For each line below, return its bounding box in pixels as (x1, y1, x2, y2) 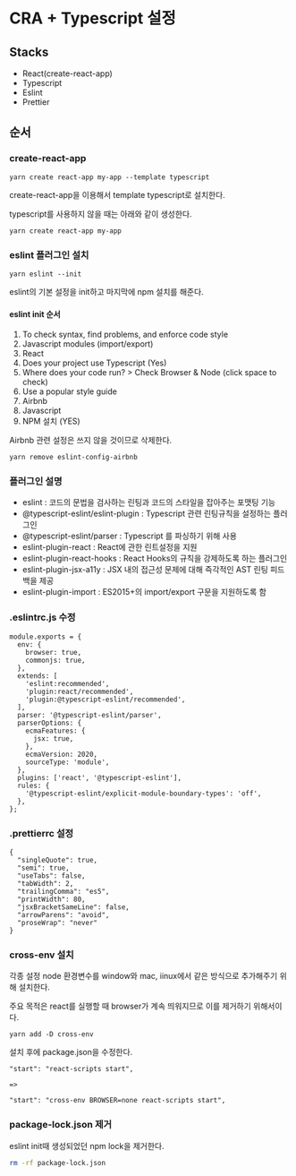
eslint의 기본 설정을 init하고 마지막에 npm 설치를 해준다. (9, 286, 204, 296)
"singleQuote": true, (17, 856, 98, 865)
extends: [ (17, 671, 58, 681)
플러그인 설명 (9, 476, 63, 488)
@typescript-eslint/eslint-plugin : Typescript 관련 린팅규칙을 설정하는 (21, 508, 271, 519)
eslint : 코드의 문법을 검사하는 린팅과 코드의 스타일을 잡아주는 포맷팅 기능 (21, 497, 275, 508)
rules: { (17, 781, 50, 790)
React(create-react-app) (21, 68, 114, 79)
